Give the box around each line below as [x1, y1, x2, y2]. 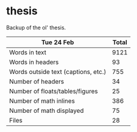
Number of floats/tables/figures [9, 87, 98, 95]
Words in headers [9, 58, 59, 66]
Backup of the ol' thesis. [6, 24, 66, 31]
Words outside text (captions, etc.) [9, 67, 106, 76]
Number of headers [9, 77, 65, 85]
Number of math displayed [9, 106, 84, 115]
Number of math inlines [9, 97, 75, 105]
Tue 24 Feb [41, 38, 74, 46]
